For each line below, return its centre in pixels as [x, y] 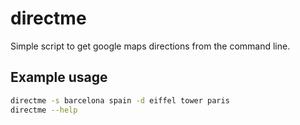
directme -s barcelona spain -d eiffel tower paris [120, 100]
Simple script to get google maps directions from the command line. [150, 46]
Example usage [59, 77]
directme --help [44, 110]
